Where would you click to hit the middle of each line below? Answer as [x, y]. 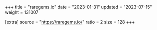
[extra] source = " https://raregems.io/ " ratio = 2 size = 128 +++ [70, 22]
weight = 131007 [22, 12]
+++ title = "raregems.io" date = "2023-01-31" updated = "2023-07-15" [79, 7]
